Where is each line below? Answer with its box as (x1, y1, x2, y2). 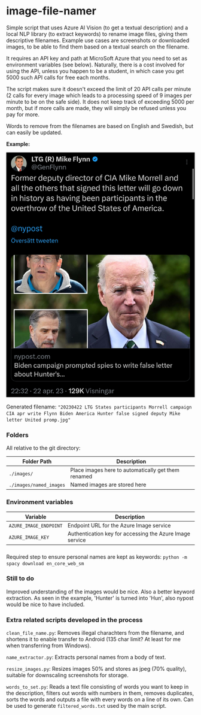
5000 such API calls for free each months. (6, 74, 111, 81)
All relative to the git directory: (6, 444, 81, 452)
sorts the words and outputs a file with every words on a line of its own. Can (6, 696, 194, 703)
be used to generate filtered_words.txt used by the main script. (6, 702, 166, 710)
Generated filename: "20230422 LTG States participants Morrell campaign (6, 403, 192, 411)
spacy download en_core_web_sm (6, 561, 84, 566)
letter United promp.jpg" (6, 417, 71, 423)
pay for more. (6, 111, 40, 118)
